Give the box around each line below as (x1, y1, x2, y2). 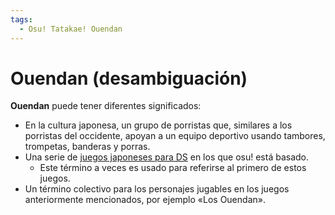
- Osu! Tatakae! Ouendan (19, 24, 123, 34)
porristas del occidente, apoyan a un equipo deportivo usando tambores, (24, 130, 326, 142)
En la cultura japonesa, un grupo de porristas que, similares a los (24, 119, 293, 131)
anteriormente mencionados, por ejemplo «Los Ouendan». (24, 194, 266, 206)
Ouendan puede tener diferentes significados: (10, 100, 202, 112)
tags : (10, 14, 33, 25)
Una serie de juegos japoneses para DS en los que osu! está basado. (24, 151, 310, 163)
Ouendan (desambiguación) (10, 67, 248, 90)
